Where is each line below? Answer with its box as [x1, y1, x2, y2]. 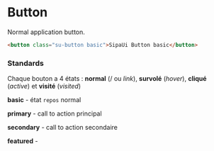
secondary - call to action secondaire [7, 123, 118, 132]
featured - [7, 137, 38, 145]
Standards [7, 58, 45, 68]
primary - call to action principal [7, 109, 102, 118]
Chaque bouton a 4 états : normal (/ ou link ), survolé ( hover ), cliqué [7, 74, 207, 83]
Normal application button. [7, 28, 85, 36]
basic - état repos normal [7, 96, 81, 104]
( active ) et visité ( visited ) [7, 82, 81, 91]
